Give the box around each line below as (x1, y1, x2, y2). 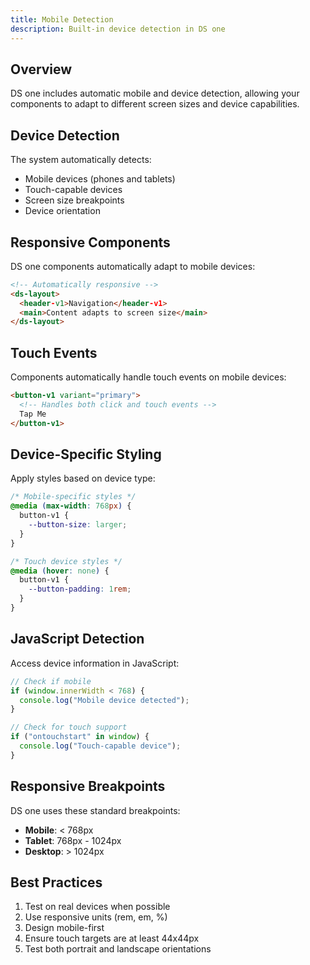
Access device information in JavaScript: (10, 657, 180, 669)
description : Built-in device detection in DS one (10, 24, 226, 34)
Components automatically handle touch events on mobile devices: (10, 371, 287, 383)
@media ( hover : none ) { (10, 566, 110, 576)
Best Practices (10, 874, 103, 891)
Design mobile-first (24, 922, 105, 934)
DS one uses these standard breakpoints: (10, 804, 181, 816)
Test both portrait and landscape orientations (24, 943, 212, 955)
